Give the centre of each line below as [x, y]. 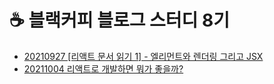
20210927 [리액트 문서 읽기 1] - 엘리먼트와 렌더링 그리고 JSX [143, 56]
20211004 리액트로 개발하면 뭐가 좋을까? [103, 68]
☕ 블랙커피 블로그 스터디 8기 [119, 20]
